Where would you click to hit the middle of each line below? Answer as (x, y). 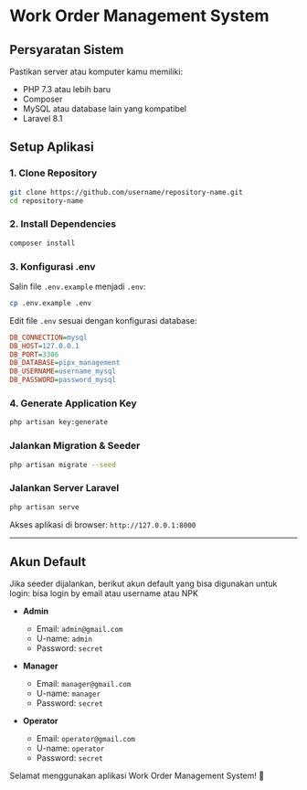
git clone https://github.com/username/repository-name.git (127, 192)
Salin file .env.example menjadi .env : (78, 286)
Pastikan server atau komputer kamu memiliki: (96, 71)
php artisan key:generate (58, 422)
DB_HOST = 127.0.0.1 (44, 346)
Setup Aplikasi (52, 147)
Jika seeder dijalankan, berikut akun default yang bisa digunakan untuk (143, 584)
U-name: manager (69, 694)
